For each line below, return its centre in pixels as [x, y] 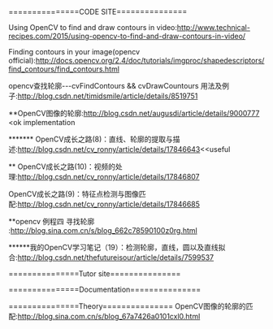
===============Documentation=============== [105, 289]
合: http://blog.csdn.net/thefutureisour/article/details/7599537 [111, 258]
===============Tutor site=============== [95, 274]
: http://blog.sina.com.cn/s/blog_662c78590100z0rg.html [103, 230]
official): [22, 61]
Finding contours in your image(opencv [74, 52]
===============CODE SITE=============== [98, 12]
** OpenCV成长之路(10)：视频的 [62, 167]
